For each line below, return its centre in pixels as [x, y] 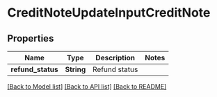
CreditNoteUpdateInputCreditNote [109, 13]
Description [115, 58]
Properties [31, 38]
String [75, 69]
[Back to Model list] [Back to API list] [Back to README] [87, 87]
